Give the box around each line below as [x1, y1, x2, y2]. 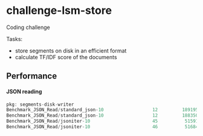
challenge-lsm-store [6, 4, 112, 18]
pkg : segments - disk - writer [6, 101, 74, 108]
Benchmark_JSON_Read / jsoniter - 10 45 [6, 118, 158, 125]
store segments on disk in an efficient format [14, 47, 127, 54]
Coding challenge [6, 24, 50, 31]
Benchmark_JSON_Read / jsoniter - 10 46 [6, 124, 158, 130]
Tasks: [6, 35, 23, 42]
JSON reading [6, 88, 42, 95]
